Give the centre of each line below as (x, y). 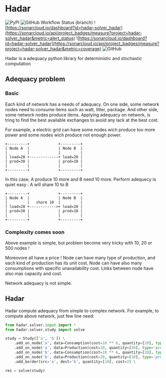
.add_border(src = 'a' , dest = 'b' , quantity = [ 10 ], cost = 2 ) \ (75, 362)
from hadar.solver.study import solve (45, 330)
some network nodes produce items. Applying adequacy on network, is (78, 115)
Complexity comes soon (35, 232)
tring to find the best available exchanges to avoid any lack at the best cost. (82, 120)
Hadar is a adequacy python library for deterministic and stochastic (74, 58)
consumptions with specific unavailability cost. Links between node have (79, 268)
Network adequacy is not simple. (39, 283)
